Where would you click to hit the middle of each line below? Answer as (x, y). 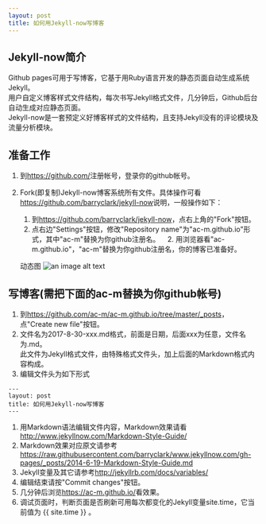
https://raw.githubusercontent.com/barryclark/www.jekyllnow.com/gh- (135, 454)
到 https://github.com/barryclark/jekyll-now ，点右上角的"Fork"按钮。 (143, 219)
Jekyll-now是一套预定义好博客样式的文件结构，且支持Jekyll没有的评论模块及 (133, 118)
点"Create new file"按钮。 (62, 324)
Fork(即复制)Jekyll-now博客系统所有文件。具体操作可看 (110, 192)
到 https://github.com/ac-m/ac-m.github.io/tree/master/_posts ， (124, 314)
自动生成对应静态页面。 (46, 107)
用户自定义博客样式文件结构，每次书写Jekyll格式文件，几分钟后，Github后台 (133, 98)
